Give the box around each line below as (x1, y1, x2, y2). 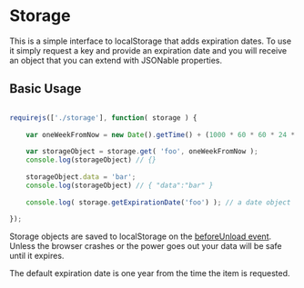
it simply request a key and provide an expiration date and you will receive (9, 45, 288, 55)
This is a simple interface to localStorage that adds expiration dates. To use (9, 35, 292, 46)
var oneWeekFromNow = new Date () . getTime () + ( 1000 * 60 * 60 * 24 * (25, 130, 296, 139)
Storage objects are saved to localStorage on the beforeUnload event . (9, 231, 272, 242)
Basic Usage (9, 81, 82, 96)
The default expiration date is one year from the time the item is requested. (9, 268, 290, 279)
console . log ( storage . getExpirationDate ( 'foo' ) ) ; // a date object (25, 197, 291, 207)
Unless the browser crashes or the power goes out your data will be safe (9, 241, 282, 252)
